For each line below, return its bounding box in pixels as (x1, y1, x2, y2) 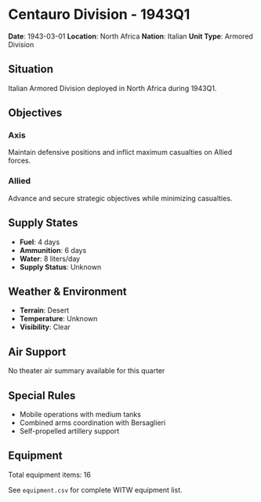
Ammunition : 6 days (19, 245, 87, 255)
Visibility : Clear (19, 322, 71, 332)
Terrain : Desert (19, 306, 70, 315)
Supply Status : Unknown (19, 262, 102, 272)
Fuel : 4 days (19, 237, 60, 247)
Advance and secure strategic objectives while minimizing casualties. (8, 193, 233, 203)
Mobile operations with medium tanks (19, 409, 141, 419)
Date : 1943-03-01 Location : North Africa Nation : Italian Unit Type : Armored (8, 31, 253, 41)
